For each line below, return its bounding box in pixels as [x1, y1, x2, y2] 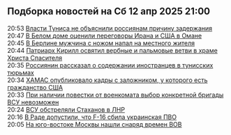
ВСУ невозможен [7, 97, 59, 106]
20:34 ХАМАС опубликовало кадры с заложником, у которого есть [7, 76, 208, 84]
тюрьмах [7, 68, 35, 77]
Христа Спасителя [7, 54, 63, 62]
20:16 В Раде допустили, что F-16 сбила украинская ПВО [7, 113, 177, 121]
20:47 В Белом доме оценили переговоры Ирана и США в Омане [7, 31, 202, 40]
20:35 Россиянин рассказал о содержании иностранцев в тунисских [7, 61, 214, 69]
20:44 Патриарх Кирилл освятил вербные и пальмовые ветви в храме [7, 46, 218, 54]
